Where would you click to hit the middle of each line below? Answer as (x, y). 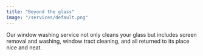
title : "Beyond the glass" (40, 12)
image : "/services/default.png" (47, 17)
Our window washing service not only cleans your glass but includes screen (102, 34)
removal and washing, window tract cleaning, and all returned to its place (98, 41)
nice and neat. (24, 47)
